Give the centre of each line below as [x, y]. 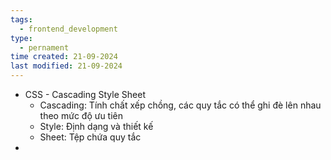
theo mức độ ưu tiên [81, 115]
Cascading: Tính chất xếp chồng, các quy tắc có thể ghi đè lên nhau [180, 105]
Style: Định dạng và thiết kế [96, 126]
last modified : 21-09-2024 [66, 66]
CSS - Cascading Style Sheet [85, 94]
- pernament [44, 47]
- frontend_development [68, 29]
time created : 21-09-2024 [64, 57]
